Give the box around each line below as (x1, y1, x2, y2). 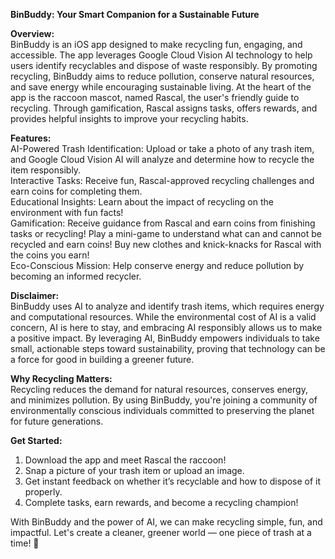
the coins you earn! (10, 249, 90, 261)
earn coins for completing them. (10, 185, 143, 197)
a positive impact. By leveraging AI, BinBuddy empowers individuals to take (10, 332, 320, 344)
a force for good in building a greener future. (10, 354, 195, 365)
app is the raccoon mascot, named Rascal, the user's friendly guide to (10, 92, 300, 103)
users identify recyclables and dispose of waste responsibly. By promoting (10, 60, 318, 71)
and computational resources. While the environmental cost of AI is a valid (10, 311, 317, 323)
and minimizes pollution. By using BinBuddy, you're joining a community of (10, 394, 318, 406)
